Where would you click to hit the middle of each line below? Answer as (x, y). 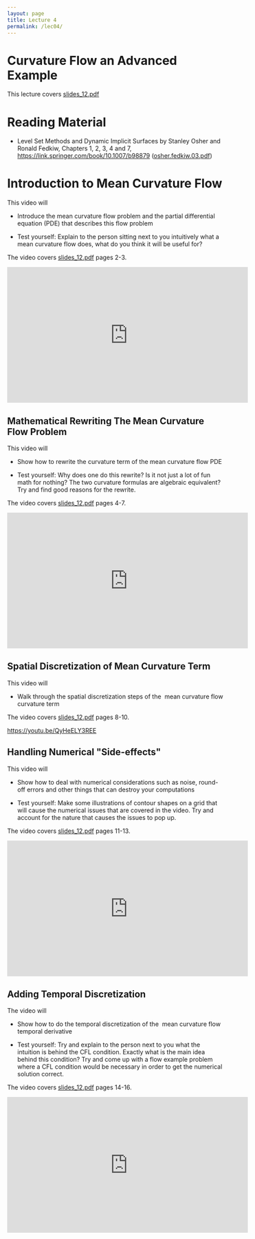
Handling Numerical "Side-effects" (84, 752)
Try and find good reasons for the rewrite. (76, 490)
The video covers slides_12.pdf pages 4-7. (66, 503)
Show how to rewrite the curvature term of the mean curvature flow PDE (119, 462)
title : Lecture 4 (32, 20)
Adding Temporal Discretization (77, 995)
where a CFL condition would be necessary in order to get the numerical (120, 1067)
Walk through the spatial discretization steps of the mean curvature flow (120, 696)
